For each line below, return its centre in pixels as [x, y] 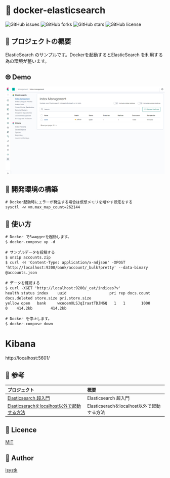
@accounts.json [21, 273]
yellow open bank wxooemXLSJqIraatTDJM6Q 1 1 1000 [78, 303]
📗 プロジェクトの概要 [38, 42]
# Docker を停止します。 [29, 319]
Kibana [20, 344]
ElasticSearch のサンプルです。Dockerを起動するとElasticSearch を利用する [84, 55]
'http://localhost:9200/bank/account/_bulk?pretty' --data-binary [77, 268]
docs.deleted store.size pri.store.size [49, 298]
